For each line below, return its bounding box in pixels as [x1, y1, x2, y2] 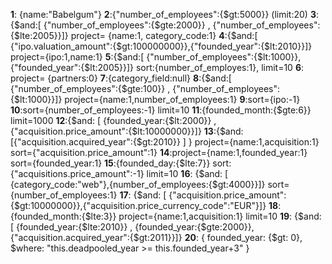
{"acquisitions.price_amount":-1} [10, 168, 145, 179]
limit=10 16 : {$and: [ [146, 168, 229, 179]
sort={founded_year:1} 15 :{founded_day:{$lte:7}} [10, 157, 211, 169]
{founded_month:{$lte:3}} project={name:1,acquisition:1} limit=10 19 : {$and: [10, 210, 322, 222]
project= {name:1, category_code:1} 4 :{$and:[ [70, 30, 258, 41]
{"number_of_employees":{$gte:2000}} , [43, 19, 211, 31]
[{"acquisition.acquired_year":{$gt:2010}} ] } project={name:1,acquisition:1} [10, 136, 320, 148]
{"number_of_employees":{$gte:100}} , [10, 83, 171, 94]
